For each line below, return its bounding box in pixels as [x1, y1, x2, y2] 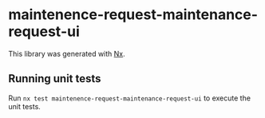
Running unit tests [8, 72, 101, 85]
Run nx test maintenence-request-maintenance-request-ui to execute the [8, 93, 251, 103]
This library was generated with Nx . [8, 49, 125, 58]
